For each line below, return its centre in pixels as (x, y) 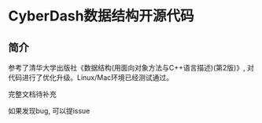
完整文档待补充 (32, 94)
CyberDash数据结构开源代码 (101, 16)
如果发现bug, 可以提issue (49, 111)
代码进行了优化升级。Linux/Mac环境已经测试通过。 (91, 78)
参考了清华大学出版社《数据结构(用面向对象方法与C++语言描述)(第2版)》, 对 (131, 68)
